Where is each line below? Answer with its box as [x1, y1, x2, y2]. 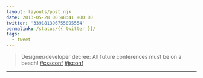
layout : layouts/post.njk [6, 8, 71, 15]
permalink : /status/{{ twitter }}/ [6, 25, 96, 32]
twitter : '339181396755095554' [6, 20, 85, 26]
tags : [6, 31, 20, 37]
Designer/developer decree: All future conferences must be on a [21, 53, 182, 60]
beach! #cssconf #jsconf [21, 59, 83, 67]
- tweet [11, 37, 31, 43]
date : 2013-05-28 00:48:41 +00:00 [6, 14, 94, 20]
